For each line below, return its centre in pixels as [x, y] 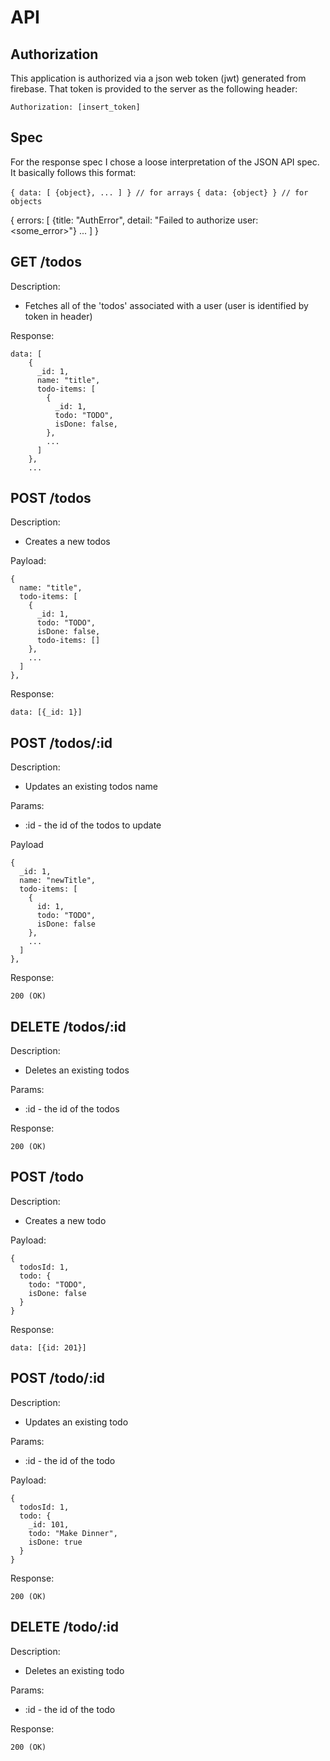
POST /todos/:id [61, 742]
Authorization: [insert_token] [75, 107]
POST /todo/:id [58, 1378]
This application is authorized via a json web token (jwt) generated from [158, 78]
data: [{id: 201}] [48, 1347]
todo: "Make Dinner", [73, 1533]
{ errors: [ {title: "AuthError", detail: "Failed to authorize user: [134, 220]
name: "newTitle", [58, 881]
